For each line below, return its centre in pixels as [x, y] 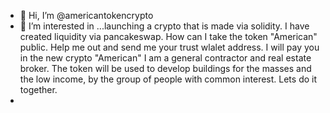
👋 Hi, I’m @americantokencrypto [86, 15]
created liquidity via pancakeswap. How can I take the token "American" [168, 36]
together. [38, 89]
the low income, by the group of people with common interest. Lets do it [168, 79]
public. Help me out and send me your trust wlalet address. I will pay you [169, 47]
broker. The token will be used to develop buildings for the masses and [165, 68]
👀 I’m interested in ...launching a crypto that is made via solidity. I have [164, 26]
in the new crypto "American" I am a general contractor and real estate [165, 58]
